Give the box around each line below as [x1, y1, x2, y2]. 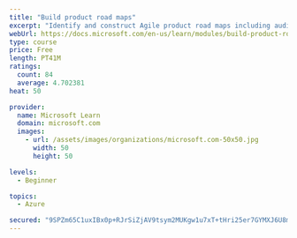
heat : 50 [9, 86, 42, 95]
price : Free [9, 46, 53, 55]
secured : [9, 216, 42, 225]
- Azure [17, 200, 46, 209]
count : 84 [17, 71, 53, 79]
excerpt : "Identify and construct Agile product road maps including [9, 21, 271, 30]
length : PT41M [9, 54, 62, 63]
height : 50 [32, 152, 73, 160]
